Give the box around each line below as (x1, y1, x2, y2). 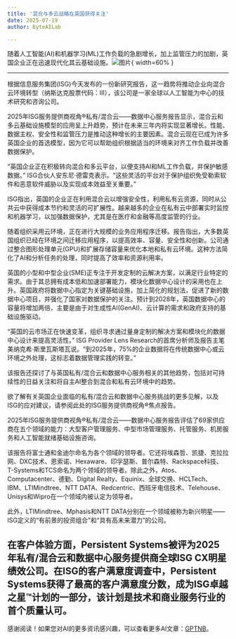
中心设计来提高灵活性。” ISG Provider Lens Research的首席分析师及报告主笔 (7, 336, 225, 345)
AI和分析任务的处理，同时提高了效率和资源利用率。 (19, 253, 167, 262)
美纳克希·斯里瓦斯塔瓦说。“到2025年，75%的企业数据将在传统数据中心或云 (7, 345, 225, 353)
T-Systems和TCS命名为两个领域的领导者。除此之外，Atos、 (7, 466, 181, 475)
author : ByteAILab (7, 23, 61, 30)
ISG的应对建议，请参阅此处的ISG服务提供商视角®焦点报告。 (7, 401, 180, 409)
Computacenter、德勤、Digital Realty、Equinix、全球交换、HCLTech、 (7, 475, 212, 483)
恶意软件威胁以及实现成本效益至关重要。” (19, 180, 137, 188)
